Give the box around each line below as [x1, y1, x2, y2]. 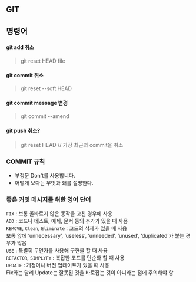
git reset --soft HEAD [20, 85, 72, 92]
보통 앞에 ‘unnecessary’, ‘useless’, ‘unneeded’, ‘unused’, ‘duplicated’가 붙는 [6, 232, 185, 240]
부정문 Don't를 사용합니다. [14, 172, 75, 179]
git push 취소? [6, 127, 41, 134]
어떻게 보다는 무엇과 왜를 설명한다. [14, 179, 94, 186]
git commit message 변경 [6, 99, 68, 106]
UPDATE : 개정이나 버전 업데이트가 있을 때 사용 [6, 262, 110, 269]
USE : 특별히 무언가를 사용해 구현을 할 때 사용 [6, 247, 108, 254]
